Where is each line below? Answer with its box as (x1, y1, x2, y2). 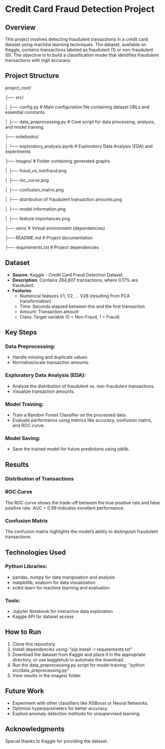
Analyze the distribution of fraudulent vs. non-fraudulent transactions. (12, 383, 155, 389)
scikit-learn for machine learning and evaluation (12, 585, 110, 591)
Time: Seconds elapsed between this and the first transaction (19, 303, 145, 309)
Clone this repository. (12, 641, 56, 647)
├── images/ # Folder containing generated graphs (5, 158, 110, 164)
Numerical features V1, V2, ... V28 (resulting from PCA (19, 293, 130, 299)
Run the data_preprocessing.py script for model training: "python (12, 662, 145, 668)
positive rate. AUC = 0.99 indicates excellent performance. (5, 505, 125, 511)
